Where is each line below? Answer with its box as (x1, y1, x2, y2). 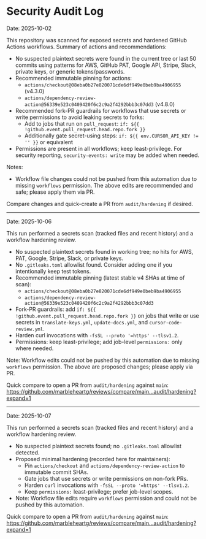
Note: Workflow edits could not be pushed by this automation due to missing (6, 356, 200, 364)
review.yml (15, 326, 44, 332)
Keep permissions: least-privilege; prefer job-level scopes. (24, 487, 174, 495)
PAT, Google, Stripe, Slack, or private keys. (15, 254, 124, 262)
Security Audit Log (6, 4, 104, 18)
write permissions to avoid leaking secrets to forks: (15, 113, 145, 121)
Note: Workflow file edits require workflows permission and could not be (15, 494, 197, 502)
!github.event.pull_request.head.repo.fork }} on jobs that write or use (15, 312, 199, 319)
